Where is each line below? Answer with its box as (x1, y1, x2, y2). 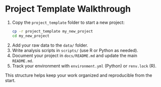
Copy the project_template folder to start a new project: (12, 19, 125, 25)
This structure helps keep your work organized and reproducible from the (5, 72, 152, 78)
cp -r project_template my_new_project (12, 29, 93, 34)
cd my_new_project (12, 33, 50, 38)
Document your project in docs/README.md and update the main (12, 52, 138, 58)
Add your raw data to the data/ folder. (12, 42, 89, 48)
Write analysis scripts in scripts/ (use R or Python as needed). (12, 47, 139, 53)
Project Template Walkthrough (5, 3, 131, 15)
